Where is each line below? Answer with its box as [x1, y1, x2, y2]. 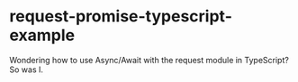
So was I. [9, 64, 43, 75]
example [9, 25, 76, 45]
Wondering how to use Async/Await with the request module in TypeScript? [9, 54, 290, 65]
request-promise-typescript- [9, 6, 232, 27]
